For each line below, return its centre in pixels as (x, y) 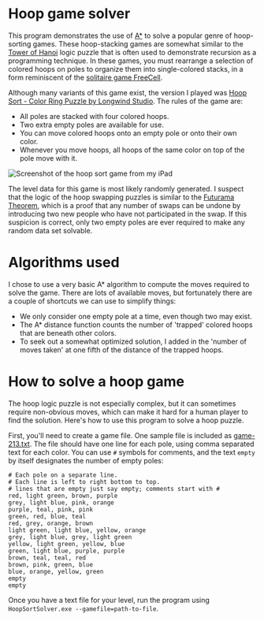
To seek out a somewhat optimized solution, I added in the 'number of (133, 341)
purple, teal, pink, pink (50, 509)
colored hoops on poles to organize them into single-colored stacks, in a (126, 69)
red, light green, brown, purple (63, 496)
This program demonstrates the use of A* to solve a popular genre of (120, 35)
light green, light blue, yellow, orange (77, 530)
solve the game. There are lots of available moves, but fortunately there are (130, 292)
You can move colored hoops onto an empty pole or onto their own (128, 133)
